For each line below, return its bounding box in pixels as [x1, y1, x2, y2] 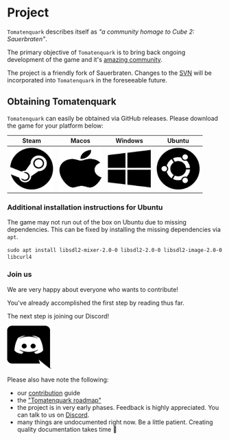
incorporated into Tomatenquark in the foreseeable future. [7, 76, 168, 84]
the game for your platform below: [7, 121, 104, 130]
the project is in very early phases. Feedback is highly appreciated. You [16, 403, 219, 411]
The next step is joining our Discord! [7, 312, 110, 320]
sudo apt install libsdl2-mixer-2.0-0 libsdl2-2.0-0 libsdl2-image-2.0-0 [7, 247, 223, 254]
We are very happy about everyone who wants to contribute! [7, 285, 178, 293]
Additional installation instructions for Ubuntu [7, 202, 163, 212]
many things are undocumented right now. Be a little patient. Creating [16, 417, 214, 426]
